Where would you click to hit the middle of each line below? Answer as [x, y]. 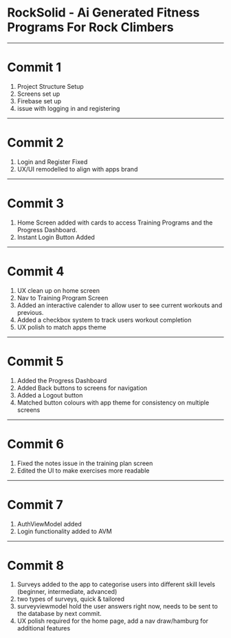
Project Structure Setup [50, 86]
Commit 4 [36, 271]
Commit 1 [34, 68]
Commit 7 [35, 505]
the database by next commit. [59, 614]
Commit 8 [35, 565]
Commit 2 [35, 143]
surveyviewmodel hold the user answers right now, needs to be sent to [117, 606]
